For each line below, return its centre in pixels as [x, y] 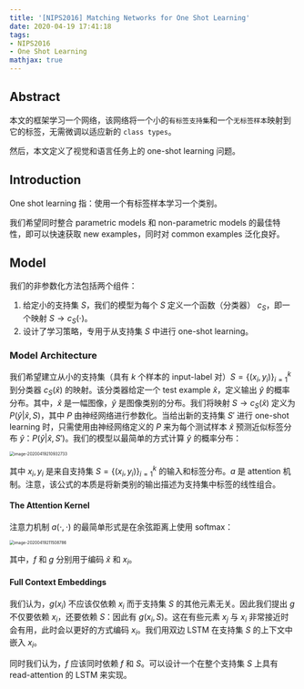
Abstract [35, 97]
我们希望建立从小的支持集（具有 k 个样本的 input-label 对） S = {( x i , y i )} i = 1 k [150, 377]
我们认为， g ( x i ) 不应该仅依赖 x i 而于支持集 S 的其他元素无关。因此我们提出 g [152, 604]
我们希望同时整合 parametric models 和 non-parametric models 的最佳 [141, 222]
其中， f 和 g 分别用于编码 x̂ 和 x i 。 [73, 561]
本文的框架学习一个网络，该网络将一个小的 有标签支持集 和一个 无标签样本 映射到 [150, 120]
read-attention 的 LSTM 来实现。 [71, 675]
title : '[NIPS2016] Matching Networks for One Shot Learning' [130, 18]
